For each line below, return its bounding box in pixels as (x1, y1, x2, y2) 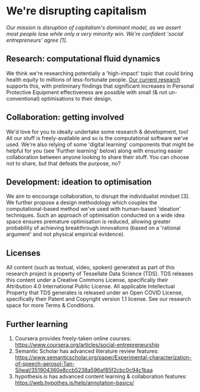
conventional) (6, 95, 40, 102)
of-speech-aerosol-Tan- (14, 360, 75, 367)
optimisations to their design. (41, 95, 113, 102)
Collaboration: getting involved (6, 112, 124, 123)
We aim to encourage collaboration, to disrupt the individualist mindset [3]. (6, 192, 190, 200)
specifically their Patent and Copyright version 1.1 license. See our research (6, 295, 191, 303)
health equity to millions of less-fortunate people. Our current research (6, 76, 181, 83)
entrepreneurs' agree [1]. (6, 36, 67, 43)
